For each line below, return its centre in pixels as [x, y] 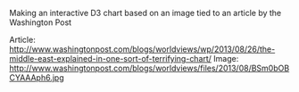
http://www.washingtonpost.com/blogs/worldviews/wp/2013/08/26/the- [142, 49]
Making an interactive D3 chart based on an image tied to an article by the [145, 13]
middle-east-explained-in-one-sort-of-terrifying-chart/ [111, 59]
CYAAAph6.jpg [37, 78]
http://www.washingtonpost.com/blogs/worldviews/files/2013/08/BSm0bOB [149, 68]
